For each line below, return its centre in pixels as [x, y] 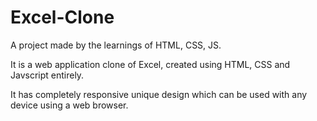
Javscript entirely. [47, 75]
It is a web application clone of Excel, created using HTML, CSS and [150, 64]
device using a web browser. [69, 105]
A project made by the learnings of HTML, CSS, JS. [116, 45]
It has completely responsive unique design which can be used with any [159, 94]
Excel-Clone [62, 17]
